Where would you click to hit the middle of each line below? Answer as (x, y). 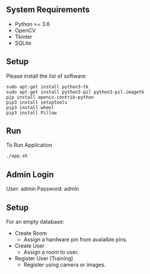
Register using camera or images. (65, 265)
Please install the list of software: (47, 76)
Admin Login (30, 174)
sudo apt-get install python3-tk (47, 87)
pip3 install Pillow (32, 113)
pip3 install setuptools (37, 102)
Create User (30, 246)
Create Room (31, 233)
